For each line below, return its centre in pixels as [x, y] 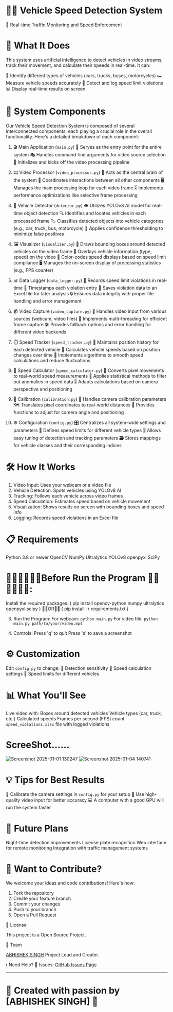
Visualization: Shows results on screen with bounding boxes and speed [89, 507]
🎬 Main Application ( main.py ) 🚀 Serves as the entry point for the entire [88, 147]
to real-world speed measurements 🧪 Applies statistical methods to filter [90, 376]
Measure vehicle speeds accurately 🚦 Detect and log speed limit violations [84, 83]
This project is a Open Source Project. [46, 935]
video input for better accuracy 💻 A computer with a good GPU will [92, 800]
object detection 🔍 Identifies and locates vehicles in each [85, 213]
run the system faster [28, 808]
